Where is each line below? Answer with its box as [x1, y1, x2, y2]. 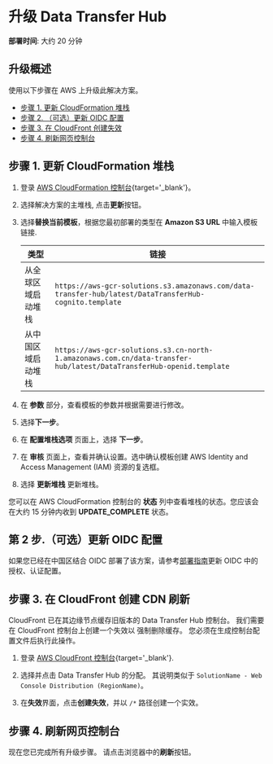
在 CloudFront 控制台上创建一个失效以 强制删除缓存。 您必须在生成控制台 [8, 626, 253, 635]
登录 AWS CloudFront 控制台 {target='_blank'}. [19, 653, 175, 663]
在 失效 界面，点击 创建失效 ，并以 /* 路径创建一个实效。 [19, 698, 203, 708]
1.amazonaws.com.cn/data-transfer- [54, 353, 193, 362]
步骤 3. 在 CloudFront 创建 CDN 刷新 [8, 592, 191, 606]
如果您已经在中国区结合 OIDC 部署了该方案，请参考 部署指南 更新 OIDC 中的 [8, 555, 258, 566]
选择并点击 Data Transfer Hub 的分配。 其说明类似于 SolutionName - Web [19, 670, 262, 680]
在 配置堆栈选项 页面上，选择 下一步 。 [19, 434, 148, 444]
